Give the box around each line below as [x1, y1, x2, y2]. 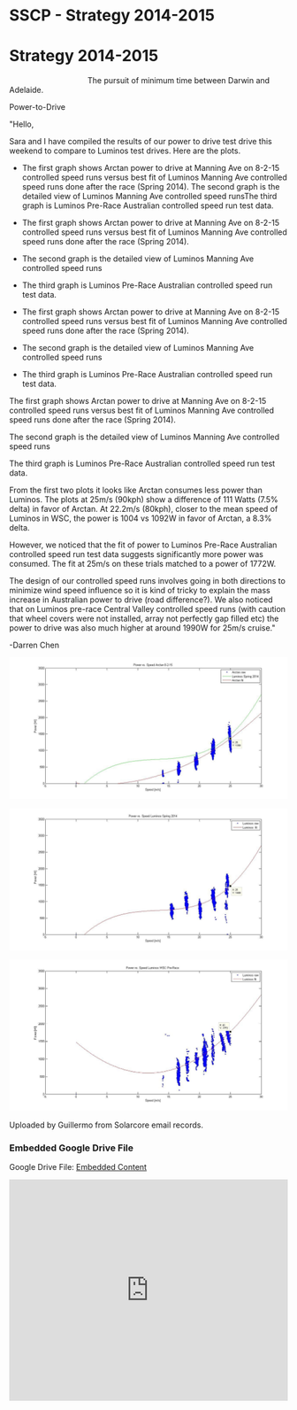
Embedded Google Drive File [9, 1142, 134, 1154]
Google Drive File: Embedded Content [9, 1162, 148, 1173]
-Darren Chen [9, 639, 60, 651]
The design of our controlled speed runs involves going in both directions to [9, 576, 286, 586]
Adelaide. [9, 85, 44, 96]
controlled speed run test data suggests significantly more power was [9, 549, 263, 560]
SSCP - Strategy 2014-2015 [9, 5, 215, 26]
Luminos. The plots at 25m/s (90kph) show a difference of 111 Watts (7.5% [9, 494, 278, 505]
